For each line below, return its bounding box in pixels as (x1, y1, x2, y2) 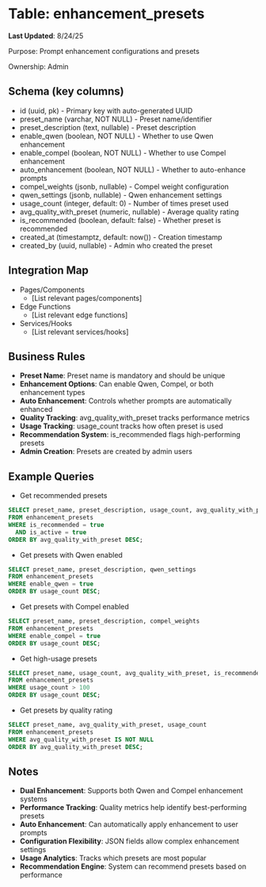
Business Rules (8, 350, 85, 363)
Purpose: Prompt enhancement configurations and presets (8, 46, 200, 56)
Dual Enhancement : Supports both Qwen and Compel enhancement (19, 786, 244, 796)
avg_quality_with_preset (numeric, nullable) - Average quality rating (19, 207, 239, 217)
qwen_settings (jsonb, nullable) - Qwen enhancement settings (19, 190, 222, 199)
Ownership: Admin (8, 61, 69, 71)
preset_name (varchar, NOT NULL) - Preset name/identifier (19, 114, 212, 124)
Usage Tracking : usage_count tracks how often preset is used (19, 421, 223, 431)
